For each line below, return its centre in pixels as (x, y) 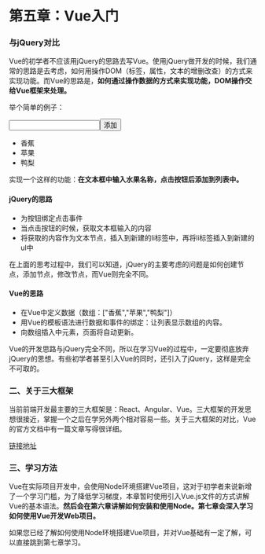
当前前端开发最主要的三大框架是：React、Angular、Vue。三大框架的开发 (127, 409)
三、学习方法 (33, 468)
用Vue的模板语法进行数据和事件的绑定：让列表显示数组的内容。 (123, 322)
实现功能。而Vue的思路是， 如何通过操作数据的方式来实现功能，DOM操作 (127, 81)
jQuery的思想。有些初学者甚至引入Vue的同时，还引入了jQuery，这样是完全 (130, 358)
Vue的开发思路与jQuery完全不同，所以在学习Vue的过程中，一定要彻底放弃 (129, 349)
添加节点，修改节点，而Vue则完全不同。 (88, 274)
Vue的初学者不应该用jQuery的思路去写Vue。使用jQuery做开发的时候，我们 (129, 61)
